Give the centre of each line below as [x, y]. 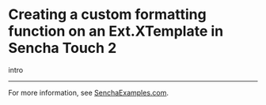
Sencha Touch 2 [63, 48]
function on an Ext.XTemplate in [116, 31]
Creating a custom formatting [108, 15]
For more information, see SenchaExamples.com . [88, 92]
